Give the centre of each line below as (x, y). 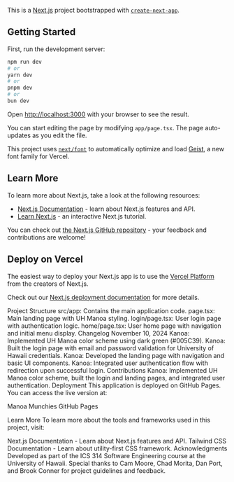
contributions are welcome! (46, 237)
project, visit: (26, 427)
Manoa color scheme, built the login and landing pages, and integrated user (116, 378)
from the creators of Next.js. (48, 284)
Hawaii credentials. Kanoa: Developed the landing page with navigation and (116, 355)
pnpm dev (20, 88)
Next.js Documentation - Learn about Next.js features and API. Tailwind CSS (117, 441)
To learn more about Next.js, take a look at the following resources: (104, 195)
